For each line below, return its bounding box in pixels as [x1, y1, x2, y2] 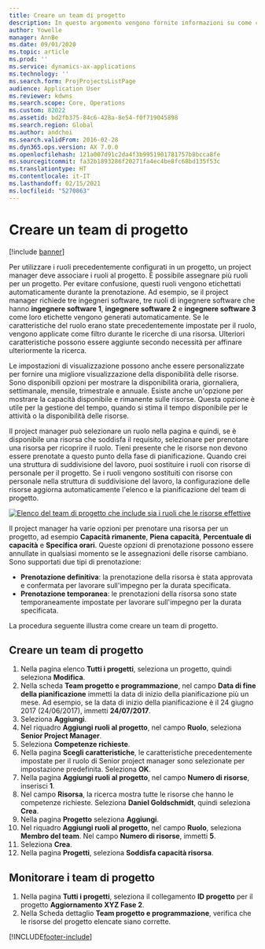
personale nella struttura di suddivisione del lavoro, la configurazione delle [9, 476, 250, 486]
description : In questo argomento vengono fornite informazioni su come [9, 19, 252, 27]
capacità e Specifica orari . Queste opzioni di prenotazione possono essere [9, 540, 254, 550]
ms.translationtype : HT [9, 165, 87, 173]
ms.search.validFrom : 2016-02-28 [9, 135, 119, 144]
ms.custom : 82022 [9, 107, 66, 115]
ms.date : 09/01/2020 [9, 41, 77, 49]
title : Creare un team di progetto [9, 11, 126, 20]
